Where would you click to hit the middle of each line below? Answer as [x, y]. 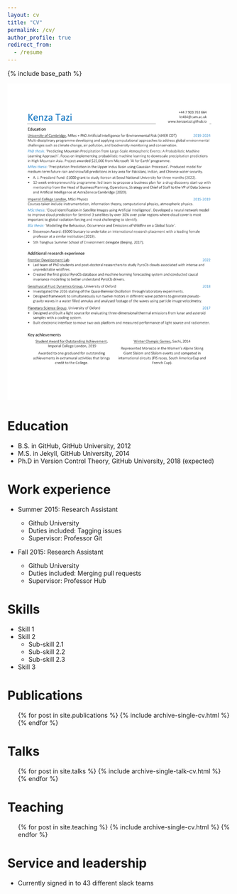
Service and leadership [77, 863]
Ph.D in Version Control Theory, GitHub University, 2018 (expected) [116, 461]
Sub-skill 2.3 [46, 659]
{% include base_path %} [45, 73]
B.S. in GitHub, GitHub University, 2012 [74, 446]
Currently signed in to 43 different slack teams [86, 883]
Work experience [59, 490]
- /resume [28, 53]
